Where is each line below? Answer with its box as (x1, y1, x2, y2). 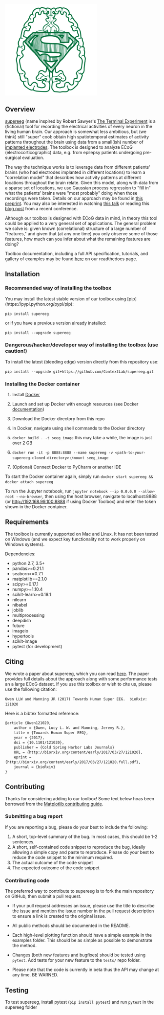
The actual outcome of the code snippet (12, 859, 93, 865)
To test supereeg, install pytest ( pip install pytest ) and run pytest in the (5, 999, 154, 1005)
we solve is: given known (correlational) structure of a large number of (5, 226, 147, 231)
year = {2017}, (14, 735, 45, 740)
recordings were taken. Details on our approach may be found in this (5, 195, 143, 201)
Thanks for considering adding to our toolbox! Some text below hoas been (5, 795, 155, 801)
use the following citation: (5, 686, 57, 692)
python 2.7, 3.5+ (12, 560, 45, 566)
